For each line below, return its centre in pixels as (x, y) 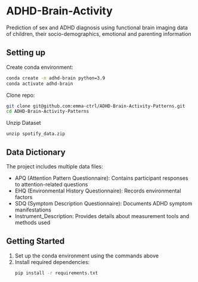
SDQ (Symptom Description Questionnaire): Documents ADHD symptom (103, 204)
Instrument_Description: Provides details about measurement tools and (102, 216)
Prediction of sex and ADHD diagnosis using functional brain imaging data (97, 27)
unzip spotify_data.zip (36, 134)
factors (24, 197)
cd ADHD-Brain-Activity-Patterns (48, 112)
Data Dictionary (36, 152)
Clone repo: (21, 95)
